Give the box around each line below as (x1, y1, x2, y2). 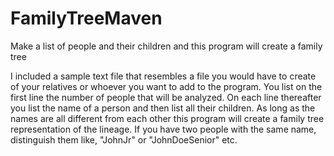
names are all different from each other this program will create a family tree (10, 112, 325, 124)
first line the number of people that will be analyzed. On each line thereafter (10, 91, 322, 103)
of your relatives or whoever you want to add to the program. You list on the (10, 80, 323, 92)
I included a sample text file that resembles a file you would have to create (10, 70, 317, 82)
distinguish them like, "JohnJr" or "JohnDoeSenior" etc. (10, 133, 238, 146)
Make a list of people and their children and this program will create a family (10, 40, 323, 52)
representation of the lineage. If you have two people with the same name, (10, 123, 317, 135)
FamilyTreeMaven (10, 7, 163, 30)
